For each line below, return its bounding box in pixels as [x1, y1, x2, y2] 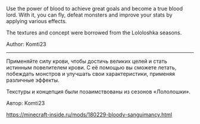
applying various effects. [6, 18, 67, 24]
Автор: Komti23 [6, 100, 45, 106]
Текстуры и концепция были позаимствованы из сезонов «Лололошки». [6, 88, 191, 95]
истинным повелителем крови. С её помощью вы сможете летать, [6, 64, 177, 71]
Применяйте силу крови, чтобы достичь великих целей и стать [6, 58, 168, 65]
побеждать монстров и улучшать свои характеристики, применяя [6, 71, 176, 77]
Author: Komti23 [6, 41, 46, 47]
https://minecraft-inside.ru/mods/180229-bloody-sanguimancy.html [6, 111, 173, 118]
